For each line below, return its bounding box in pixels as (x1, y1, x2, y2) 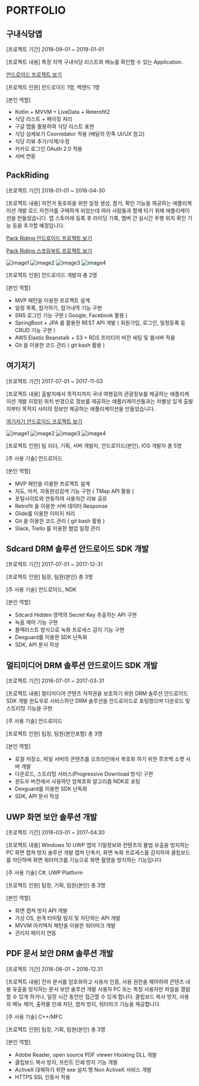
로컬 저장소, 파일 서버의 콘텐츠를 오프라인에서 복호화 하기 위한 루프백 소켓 (14, 755, 185, 763)
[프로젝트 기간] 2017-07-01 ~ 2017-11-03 (6, 377, 103, 384)
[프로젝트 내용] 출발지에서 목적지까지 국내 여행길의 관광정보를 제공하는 (6, 390, 169, 397)
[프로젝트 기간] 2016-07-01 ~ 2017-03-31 (6, 677, 105, 684)
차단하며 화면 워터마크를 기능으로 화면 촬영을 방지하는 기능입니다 (12, 857, 162, 864)
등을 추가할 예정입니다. (12, 222, 65, 229)
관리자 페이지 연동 (14, 929, 56, 936)
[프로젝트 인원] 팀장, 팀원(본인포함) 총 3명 (6, 730, 103, 737)
